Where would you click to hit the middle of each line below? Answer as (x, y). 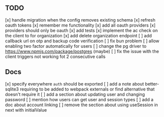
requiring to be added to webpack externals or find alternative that (87, 89)
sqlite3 (12, 89)
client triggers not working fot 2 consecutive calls (55, 57)
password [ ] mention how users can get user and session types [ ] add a (79, 99)
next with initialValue (26, 110)
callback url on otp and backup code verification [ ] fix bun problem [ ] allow (82, 41)
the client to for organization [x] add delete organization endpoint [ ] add (79, 35)
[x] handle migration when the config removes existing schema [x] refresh (80, 20)
